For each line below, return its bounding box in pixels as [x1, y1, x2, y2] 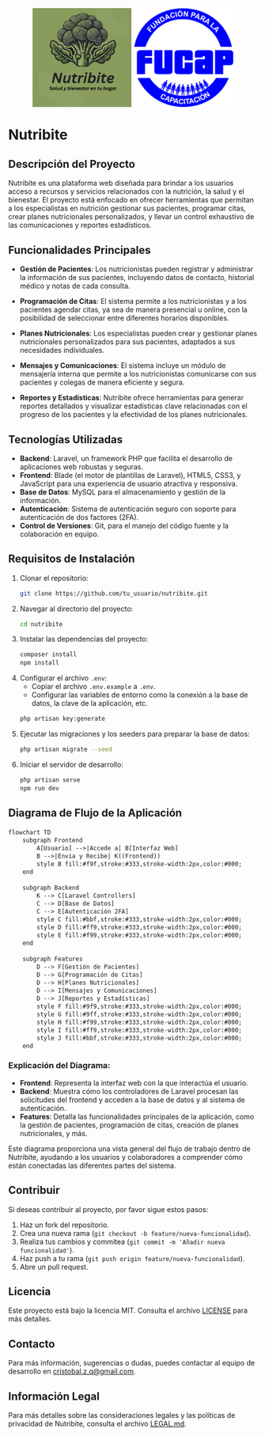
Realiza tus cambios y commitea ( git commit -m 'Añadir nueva [19, 1237, 225, 1246]
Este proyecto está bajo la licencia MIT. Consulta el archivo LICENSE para [8, 1305, 248, 1316]
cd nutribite [19, 620, 63, 628]
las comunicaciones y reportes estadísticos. [8, 221, 152, 230]
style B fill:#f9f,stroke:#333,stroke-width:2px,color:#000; [36, 860, 243, 868]
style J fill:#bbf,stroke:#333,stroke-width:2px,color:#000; [36, 1034, 243, 1042]
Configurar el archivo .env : [19, 673, 108, 683]
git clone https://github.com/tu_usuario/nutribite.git [19, 589, 208, 597]
